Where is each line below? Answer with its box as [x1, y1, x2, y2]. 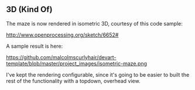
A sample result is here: [6, 42, 63, 49]
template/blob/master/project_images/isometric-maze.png [6, 60, 148, 67]
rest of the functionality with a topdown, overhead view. [6, 77, 141, 84]
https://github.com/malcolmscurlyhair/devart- [6, 53, 117, 60]
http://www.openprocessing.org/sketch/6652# [6, 31, 119, 38]
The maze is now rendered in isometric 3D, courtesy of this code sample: [6, 20, 183, 27]
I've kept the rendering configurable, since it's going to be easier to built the [6, 71, 190, 78]
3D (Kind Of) [6, 5, 53, 15]
